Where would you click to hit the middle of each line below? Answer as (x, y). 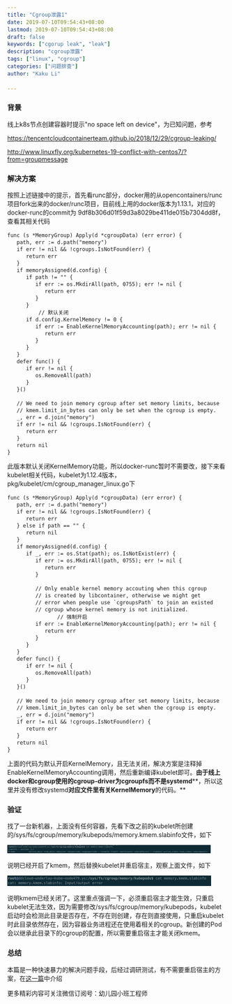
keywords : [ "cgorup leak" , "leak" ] (59, 44)
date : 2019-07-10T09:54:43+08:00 (56, 22)
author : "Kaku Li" (34, 73)
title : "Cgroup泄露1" (38, 15)
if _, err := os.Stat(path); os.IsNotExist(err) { (101, 554)
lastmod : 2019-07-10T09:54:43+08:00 (60, 29)
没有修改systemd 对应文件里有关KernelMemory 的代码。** (102, 790)
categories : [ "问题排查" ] (43, 66)
